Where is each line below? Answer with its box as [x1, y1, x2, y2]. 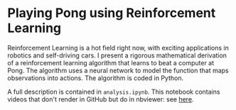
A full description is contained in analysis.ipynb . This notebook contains [7, 87, 220, 96]
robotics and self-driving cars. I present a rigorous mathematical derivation [7, 51, 227, 60]
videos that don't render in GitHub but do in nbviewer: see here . [7, 94, 194, 104]
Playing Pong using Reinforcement [7, 5, 216, 21]
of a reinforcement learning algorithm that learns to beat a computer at [7, 58, 215, 67]
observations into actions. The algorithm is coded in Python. [7, 73, 183, 82]
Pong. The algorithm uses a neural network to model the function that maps [7, 66, 229, 75]
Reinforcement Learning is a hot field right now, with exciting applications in [7, 43, 229, 52]
